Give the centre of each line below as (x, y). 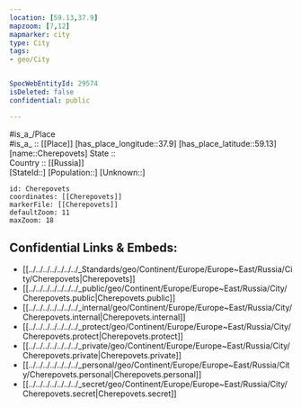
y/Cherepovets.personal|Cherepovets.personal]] (112, 375)
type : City (30, 43)
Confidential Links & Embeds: (93, 248)
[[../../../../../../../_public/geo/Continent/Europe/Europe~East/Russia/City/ (155, 288)
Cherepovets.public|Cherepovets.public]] (99, 298)
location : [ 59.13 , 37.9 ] (54, 18)
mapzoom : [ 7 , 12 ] (40, 26)
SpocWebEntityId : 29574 (54, 84)
